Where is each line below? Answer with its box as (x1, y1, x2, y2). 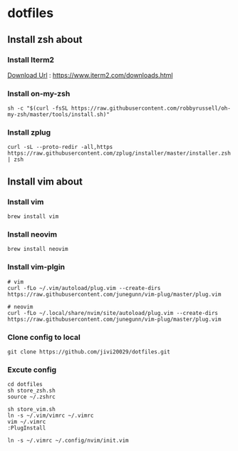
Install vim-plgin (7, 262, 66, 272)
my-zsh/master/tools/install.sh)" (7, 111, 110, 118)
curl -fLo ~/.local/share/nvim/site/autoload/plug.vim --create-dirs (7, 309, 219, 316)
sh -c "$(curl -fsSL (7, 105, 69, 112)
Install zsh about (7, 33, 83, 46)
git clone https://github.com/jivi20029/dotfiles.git (7, 348, 171, 356)
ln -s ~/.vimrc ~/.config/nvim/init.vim (7, 437, 130, 445)
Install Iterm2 (7, 55, 55, 65)
